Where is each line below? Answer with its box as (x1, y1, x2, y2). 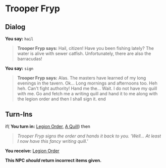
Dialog (5, 23, 26, 31)
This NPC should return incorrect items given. (5, 157, 102, 163)
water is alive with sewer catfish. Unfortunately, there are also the (17, 50, 151, 56)
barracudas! (17, 56, 43, 62)
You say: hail (5, 36, 34, 42)
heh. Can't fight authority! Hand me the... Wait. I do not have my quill (17, 85, 158, 91)
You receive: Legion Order (5, 148, 59, 154)
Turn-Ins (5, 110, 33, 119)
